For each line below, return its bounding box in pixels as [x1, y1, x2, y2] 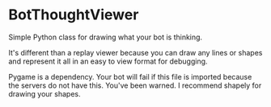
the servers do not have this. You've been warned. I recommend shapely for [8, 80, 262, 90]
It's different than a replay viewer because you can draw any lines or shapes [8, 47, 263, 57]
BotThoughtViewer [8, 6, 139, 24]
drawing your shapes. [8, 88, 81, 98]
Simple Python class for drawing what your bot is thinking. [8, 32, 203, 42]
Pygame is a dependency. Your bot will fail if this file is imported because [8, 72, 252, 81]
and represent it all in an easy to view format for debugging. [8, 56, 208, 66]
